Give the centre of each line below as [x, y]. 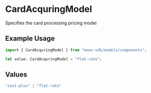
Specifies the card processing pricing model [51, 23]
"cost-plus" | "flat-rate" [33, 86]
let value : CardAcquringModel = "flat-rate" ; [53, 59]
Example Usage [30, 39]
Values [16, 74]
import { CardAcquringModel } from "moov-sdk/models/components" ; [76, 50]
